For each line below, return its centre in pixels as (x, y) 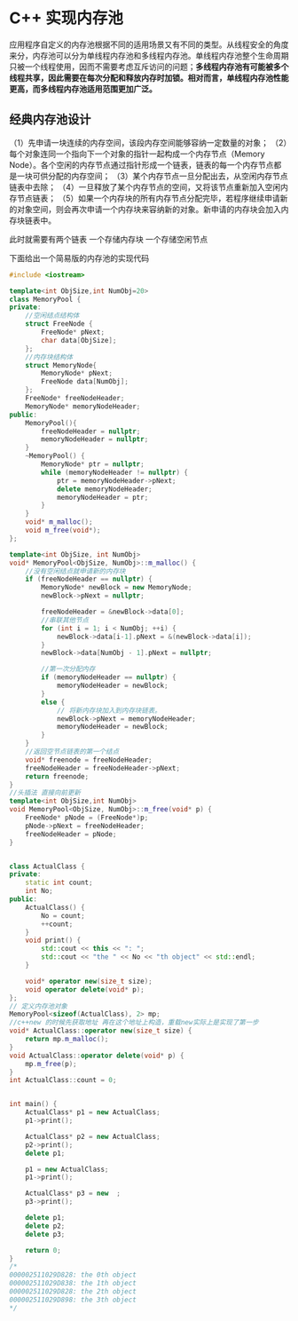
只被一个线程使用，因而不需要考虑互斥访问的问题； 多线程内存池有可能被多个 (149, 67)
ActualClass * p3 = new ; (73, 1194)
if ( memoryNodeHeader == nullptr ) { (109, 677)
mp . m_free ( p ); (51, 1064)
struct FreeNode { (59, 324)
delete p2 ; (45, 1226)
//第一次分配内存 (68, 669)
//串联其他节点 (65, 620)
